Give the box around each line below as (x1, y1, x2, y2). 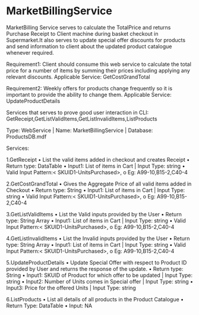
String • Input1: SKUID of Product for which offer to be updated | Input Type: (6, 272, 193, 279)
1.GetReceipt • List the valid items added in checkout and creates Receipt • (6, 156, 190, 163)
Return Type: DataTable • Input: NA (6, 302, 93, 309)
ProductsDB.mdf (6, 133, 47, 140)
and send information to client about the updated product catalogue (6, 43, 172, 50)
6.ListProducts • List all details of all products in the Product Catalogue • (6, 295, 184, 303)
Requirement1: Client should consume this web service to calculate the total (6, 61, 192, 68)
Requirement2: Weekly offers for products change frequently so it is (6, 84, 173, 92)
